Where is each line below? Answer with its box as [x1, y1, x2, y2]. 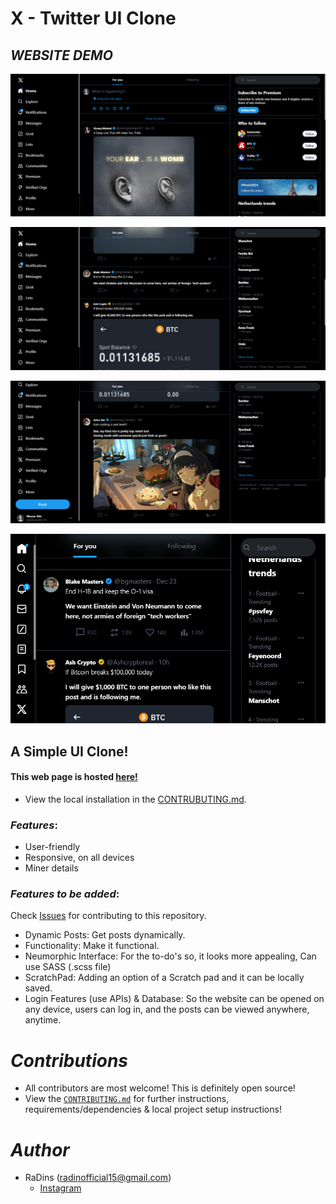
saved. [24, 982, 53, 994]
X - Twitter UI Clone [10, 7, 177, 30]
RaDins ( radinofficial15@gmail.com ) [24, 1172, 172, 1184]
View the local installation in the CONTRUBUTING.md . [24, 793, 247, 805]
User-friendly [24, 841, 81, 853]
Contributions [10, 1049, 129, 1072]
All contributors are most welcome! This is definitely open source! [24, 1082, 296, 1094]
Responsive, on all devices [24, 852, 135, 864]
